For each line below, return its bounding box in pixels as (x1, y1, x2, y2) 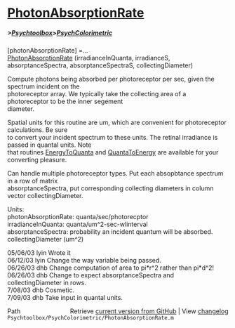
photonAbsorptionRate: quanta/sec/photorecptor (7, 213, 149, 221)
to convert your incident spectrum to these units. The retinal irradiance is (7, 133, 218, 142)
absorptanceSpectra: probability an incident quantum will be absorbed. (7, 228, 213, 236)
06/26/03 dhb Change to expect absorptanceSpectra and (7, 271, 174, 280)
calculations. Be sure (7, 126, 68, 134)
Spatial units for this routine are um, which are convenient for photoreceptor (7, 118, 227, 127)
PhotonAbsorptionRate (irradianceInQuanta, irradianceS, (7, 54, 170, 63)
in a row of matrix (7, 177, 58, 185)
